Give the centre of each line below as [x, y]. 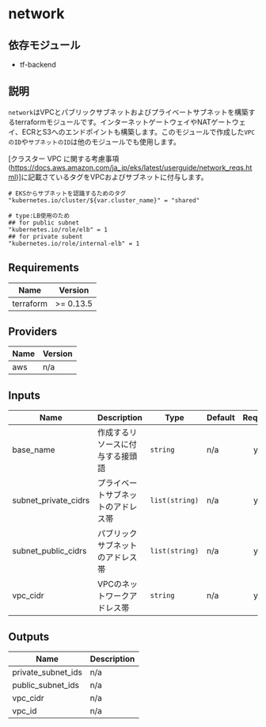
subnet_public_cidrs [49, 551]
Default [220, 418]
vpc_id [25, 711]
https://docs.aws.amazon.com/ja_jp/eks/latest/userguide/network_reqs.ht [131, 167]
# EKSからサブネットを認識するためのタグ [67, 193]
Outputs [29, 636]
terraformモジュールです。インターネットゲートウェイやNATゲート [123, 122]
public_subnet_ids [46, 685]
